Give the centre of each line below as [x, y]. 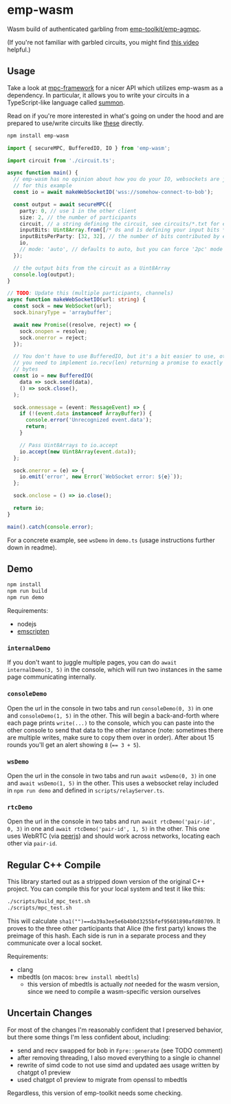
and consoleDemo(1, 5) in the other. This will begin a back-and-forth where [113, 715]
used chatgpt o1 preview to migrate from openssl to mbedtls [102, 1079]
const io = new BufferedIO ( [54, 376]
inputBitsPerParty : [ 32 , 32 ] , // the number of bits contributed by [120, 237]
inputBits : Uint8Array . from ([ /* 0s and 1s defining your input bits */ [124, 230]
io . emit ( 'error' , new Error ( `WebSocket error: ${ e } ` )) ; [101, 477]
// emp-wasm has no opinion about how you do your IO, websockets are [117, 180]
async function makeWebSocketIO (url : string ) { [77, 300]
